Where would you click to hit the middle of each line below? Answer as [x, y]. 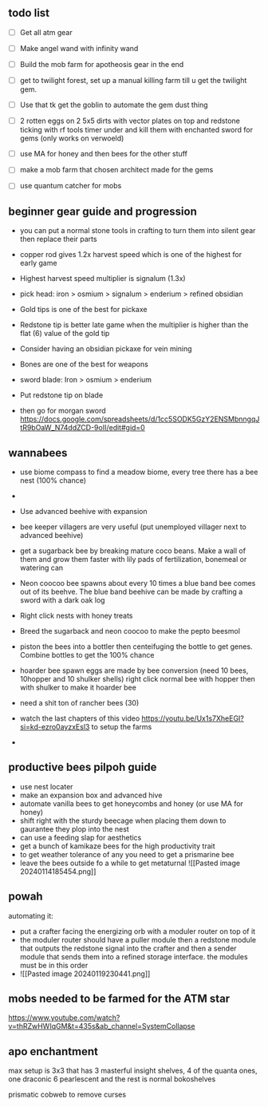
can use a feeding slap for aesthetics [81, 837]
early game [38, 263]
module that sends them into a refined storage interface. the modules [134, 956]
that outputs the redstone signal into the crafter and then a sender [128, 948]
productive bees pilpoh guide [83, 767]
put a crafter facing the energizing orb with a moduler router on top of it [138, 931]
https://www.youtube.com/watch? [64, 1018]
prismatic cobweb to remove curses [67, 1095]
